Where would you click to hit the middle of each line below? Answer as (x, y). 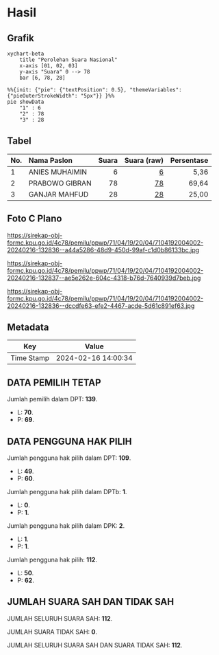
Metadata (28, 327)
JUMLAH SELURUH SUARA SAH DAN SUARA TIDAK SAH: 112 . (95, 645)
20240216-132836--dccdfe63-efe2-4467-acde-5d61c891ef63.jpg (101, 306)
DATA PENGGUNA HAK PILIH (69, 441)
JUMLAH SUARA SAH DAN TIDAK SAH (91, 602)
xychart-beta (26, 54)
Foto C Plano (35, 219)
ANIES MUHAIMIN (58, 172)
